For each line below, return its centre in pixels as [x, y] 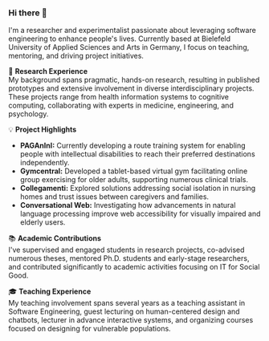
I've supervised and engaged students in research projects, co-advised [126, 250]
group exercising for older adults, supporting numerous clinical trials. [134, 180]
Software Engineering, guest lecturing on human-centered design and [124, 311]
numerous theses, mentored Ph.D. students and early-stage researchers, [129, 258]
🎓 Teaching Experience [50, 291]
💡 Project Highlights [43, 130]
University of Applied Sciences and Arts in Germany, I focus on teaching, [129, 47]
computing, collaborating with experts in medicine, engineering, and [121, 106]
